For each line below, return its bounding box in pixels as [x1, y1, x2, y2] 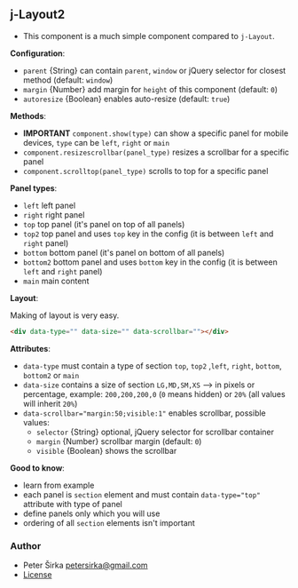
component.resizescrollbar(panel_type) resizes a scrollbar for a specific [22, 147, 290, 157]
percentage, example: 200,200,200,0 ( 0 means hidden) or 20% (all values [22, 388, 286, 399]
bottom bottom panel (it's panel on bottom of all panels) [22, 247, 225, 258]
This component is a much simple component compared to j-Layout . [22, 30, 275, 41]
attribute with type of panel [22, 498, 122, 509]
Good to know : [10, 462, 65, 473]
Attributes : [10, 343, 51, 354]
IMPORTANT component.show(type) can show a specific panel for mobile [22, 128, 289, 139]
